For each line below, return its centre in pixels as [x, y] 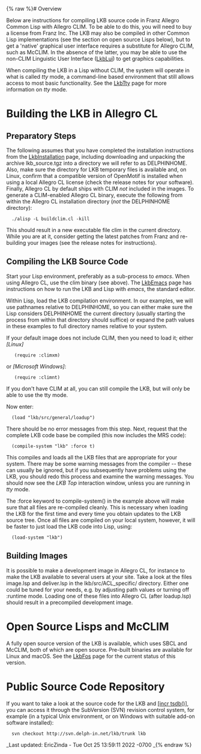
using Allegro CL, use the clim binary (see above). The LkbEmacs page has [99, 283]
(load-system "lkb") [37, 538]
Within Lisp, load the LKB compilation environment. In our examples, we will [100, 301]
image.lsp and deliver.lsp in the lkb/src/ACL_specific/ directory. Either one [97, 583]
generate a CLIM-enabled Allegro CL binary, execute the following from [94, 195]
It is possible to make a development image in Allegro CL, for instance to [95, 570]
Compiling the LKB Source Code [67, 262]
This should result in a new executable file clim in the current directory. [94, 230]
